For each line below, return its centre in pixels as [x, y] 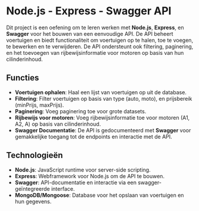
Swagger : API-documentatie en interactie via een [76, 182]
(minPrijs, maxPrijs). [39, 105]
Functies [23, 78]
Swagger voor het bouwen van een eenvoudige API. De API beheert [90, 33]
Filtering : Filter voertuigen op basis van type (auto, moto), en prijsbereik [103, 98]
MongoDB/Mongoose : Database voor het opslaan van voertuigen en [99, 195]
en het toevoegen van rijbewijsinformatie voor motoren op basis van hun [95, 52]
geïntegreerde [32, 188]
